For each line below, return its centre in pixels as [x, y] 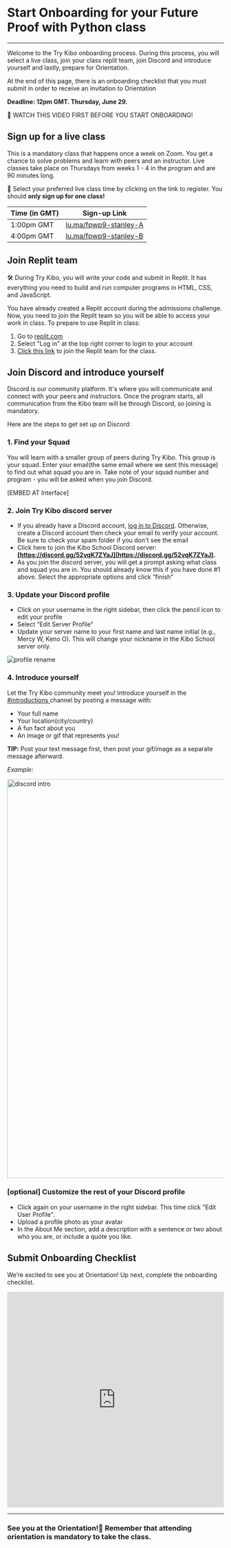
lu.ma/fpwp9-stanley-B [104, 236]
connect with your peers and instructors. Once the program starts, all [105, 396]
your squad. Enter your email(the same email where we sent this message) [113, 464]
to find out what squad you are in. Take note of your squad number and [108, 472]
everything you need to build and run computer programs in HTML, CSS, [110, 287]
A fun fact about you [46, 728]
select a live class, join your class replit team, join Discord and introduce [109, 60]
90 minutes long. [31, 175]
